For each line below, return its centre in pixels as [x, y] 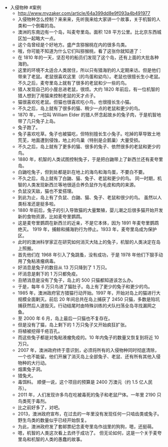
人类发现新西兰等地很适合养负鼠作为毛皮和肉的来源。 [82, 185]
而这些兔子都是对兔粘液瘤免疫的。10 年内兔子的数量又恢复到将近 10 [88, 337]
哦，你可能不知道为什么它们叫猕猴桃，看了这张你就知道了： [80, 51]
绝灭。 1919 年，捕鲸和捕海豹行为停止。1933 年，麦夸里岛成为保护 [87, 229]
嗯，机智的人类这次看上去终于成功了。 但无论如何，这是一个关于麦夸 [90, 433]
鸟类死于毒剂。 [33, 401]
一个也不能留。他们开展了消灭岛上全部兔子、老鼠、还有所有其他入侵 [89, 356]
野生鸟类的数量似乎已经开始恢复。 [53, 420]
